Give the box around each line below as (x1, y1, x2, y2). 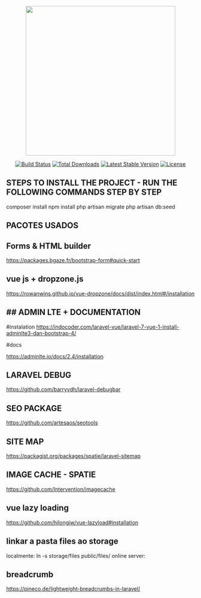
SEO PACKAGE (6, 403, 62, 413)
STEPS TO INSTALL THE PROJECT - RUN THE (6, 178, 178, 188)
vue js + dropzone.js (6, 274, 84, 284)
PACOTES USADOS (6, 220, 79, 230)
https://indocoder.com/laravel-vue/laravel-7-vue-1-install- (36, 323, 179, 330)
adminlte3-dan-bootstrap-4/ (6, 329, 77, 336)
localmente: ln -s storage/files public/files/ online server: (6, 552, 146, 559)
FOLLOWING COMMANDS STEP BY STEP (6, 187, 162, 198)
